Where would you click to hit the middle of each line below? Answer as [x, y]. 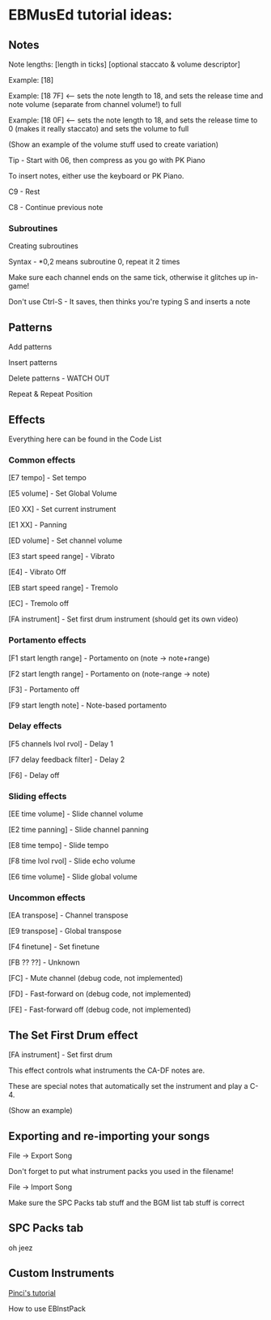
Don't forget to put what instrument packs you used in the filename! [121, 1172]
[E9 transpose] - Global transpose [65, 931]
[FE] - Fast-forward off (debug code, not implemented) [100, 1010]
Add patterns [30, 347]
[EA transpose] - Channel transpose [68, 915]
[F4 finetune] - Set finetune [54, 947]
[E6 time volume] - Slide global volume [73, 877]
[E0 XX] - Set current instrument [62, 510]
